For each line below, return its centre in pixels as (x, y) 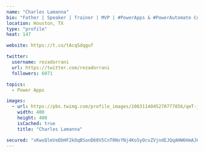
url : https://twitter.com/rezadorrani (61, 67)
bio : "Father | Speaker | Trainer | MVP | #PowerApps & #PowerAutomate (99, 18)
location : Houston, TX (35, 23)
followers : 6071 (32, 73)
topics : (16, 84)
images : (16, 101)
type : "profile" (27, 29)
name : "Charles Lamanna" (38, 12)
